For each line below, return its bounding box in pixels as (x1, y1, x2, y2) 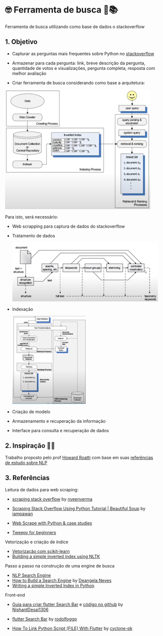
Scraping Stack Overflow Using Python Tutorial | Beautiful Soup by (12, 505, 146, 511)
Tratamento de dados (12, 233, 55, 238)
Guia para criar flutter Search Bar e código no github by (12, 601, 123, 607)
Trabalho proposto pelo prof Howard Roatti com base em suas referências (5, 454, 153, 460)
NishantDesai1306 (12, 606, 49, 612)
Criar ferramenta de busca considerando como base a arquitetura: (12, 80, 145, 85)
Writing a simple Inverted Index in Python (12, 583, 95, 588)
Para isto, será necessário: (5, 214, 58, 219)
